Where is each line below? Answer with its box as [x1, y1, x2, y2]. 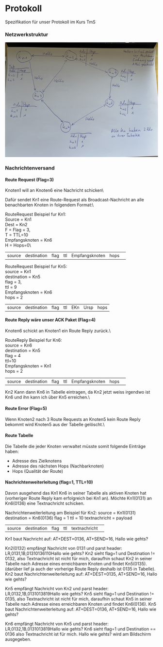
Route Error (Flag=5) [5, 405, 47, 411]
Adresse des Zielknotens [12, 458, 62, 464]
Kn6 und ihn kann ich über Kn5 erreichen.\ [5, 394, 90, 400]
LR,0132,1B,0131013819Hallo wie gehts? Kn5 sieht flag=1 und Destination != [5, 591, 154, 597]
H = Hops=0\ [5, 242, 32, 248]
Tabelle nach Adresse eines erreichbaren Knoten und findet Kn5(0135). [5, 561, 147, 567]
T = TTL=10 [5, 232, 28, 238]
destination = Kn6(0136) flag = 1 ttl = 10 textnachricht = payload [5, 515, 132, 521]
